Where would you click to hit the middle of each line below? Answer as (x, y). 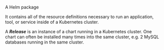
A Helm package (22, 7)
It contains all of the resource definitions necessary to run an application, (80, 17)
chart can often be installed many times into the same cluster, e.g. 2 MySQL (82, 37)
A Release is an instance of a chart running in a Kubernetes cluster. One (79, 31)
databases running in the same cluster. (44, 42)
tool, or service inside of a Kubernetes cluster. (52, 22)
